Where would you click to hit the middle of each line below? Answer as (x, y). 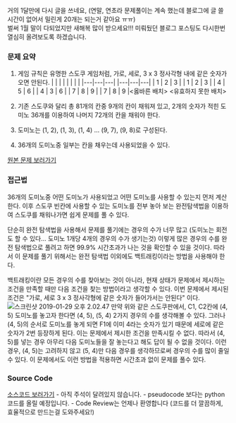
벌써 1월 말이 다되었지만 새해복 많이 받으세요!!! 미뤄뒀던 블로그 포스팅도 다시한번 (117, 28)
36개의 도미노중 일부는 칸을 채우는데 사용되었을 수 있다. (94, 145)
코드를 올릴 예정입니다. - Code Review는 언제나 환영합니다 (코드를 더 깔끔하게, (115, 403)
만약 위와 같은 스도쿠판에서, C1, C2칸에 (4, (169, 306)
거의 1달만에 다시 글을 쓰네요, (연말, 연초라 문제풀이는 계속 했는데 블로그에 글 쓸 (116, 10)
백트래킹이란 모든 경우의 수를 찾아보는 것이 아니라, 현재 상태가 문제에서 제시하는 (116, 280)
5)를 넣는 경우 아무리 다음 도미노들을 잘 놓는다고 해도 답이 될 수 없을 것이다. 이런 (117, 342)
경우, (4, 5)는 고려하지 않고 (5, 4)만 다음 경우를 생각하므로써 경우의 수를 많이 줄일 (118, 350)
